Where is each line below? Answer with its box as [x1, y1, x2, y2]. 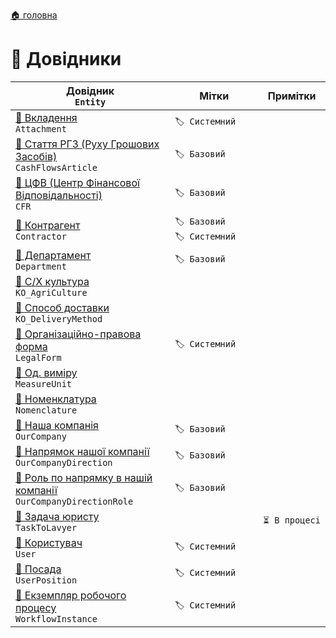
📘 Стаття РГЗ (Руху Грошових [15, 137, 160, 151]
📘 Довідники [10, 48, 122, 71]
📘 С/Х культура [15, 274, 90, 288]
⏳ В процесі [263, 514, 321, 526]
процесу [15, 600, 57, 614]
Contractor [15, 230, 67, 242]
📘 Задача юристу [15, 509, 100, 523]
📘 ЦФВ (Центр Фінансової [15, 175, 140, 189]
